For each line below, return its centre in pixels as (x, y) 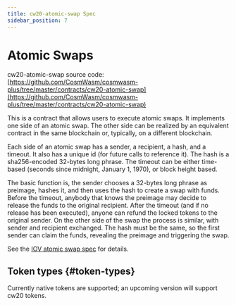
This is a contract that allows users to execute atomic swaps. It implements (116, 118)
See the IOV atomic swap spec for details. (68, 249)
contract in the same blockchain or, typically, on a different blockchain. (110, 133)
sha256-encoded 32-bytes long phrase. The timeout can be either (104, 162)
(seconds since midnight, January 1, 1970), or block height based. (122, 169)
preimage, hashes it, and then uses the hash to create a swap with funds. (113, 190)
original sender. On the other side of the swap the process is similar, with (113, 220)
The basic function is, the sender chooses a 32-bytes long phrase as (107, 183)
